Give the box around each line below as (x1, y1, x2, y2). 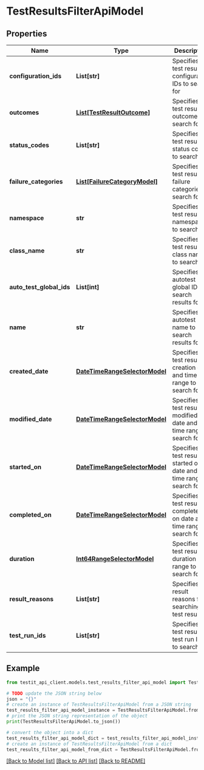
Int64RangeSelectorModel (75, 554, 154, 563)
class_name (9, 247, 45, 254)
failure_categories (9, 177, 63, 186)
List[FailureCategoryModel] (75, 177, 158, 186)
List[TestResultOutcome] (75, 108, 151, 117)
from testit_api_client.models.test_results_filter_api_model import (6, 679, 186, 686)
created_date (9, 367, 49, 375)
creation (172, 363, 196, 372)
